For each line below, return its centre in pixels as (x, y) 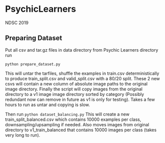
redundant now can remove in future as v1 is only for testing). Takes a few (80, 99)
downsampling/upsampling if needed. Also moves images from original (77, 124)
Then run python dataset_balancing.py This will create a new (67, 114)
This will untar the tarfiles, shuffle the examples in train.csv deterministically (82, 73)
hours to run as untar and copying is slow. (48, 105)
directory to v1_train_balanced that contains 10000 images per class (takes (81, 130)
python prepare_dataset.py (33, 64)
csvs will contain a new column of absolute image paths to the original (76, 84)
